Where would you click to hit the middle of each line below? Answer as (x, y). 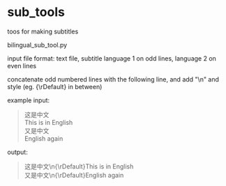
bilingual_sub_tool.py (37, 45)
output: (17, 152)
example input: (29, 100)
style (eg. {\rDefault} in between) (55, 86)
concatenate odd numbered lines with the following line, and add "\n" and (113, 79)
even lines (22, 65)
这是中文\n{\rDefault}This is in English (79, 166)
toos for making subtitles (43, 31)
